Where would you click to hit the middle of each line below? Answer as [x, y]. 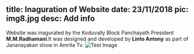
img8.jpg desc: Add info [50, 19]
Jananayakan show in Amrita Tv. [45, 45]
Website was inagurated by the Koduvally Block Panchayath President [90, 33]
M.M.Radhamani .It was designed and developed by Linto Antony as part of [97, 39]
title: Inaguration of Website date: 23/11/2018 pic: [97, 10]
